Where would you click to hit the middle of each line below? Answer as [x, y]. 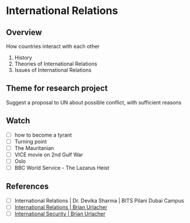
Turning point [31, 141]
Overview [24, 32]
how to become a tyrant [43, 135]
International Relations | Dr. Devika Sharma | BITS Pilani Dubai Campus [99, 200]
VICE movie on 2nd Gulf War [49, 154]
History [23, 58]
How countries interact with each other [53, 46]
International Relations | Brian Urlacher [61, 207]
